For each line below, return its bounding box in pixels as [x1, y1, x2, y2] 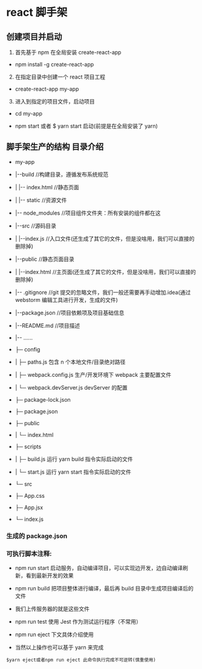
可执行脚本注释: [6, 549, 52, 558]
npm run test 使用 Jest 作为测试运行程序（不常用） [15, 618, 142, 625]
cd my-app [15, 110, 43, 117]
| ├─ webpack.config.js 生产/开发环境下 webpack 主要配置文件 [15, 371, 172, 378]
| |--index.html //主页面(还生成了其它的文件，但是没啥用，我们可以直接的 [15, 268, 197, 275]
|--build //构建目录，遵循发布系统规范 [15, 171, 109, 178]
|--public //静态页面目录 [15, 255, 74, 263]
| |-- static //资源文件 [15, 196, 67, 203]
